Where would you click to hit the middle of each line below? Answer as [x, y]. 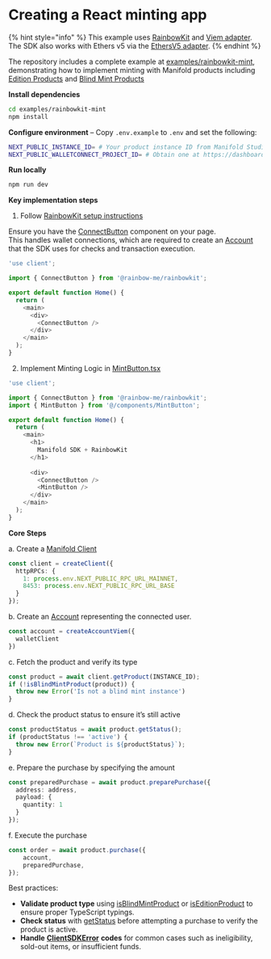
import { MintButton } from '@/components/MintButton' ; [104, 405]
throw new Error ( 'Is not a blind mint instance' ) [100, 692]
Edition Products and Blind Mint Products [77, 78]
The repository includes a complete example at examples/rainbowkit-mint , [132, 61]
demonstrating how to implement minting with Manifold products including [132, 70]
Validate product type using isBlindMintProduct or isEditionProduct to [136, 904]
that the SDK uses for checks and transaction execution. [102, 249]
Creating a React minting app [108, 15]
